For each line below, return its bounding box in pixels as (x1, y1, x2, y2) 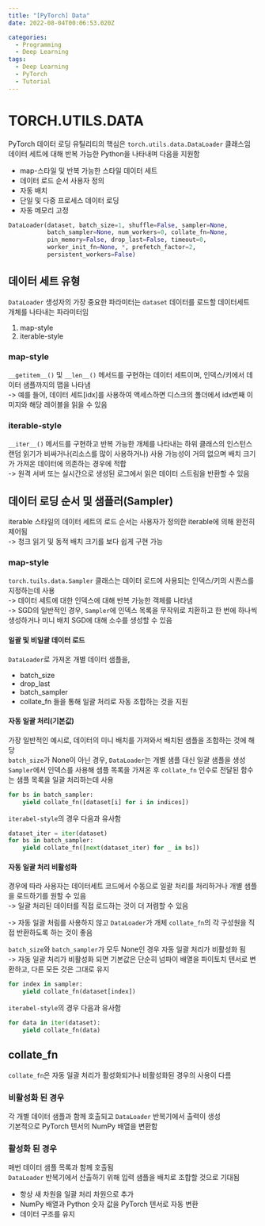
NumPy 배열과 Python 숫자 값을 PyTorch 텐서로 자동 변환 (19, 1199, 199, 1209)
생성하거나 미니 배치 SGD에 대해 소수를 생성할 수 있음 (8, 615, 172, 625)
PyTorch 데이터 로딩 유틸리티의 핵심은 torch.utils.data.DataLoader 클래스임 (8, 139, 251, 148)
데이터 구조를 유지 (19, 1209, 75, 1219)
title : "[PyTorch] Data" (8, 11, 90, 20)
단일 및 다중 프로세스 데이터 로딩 (19, 195, 119, 205)
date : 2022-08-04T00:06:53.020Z (8, 19, 115, 27)
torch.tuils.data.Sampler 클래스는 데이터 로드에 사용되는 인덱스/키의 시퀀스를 (8, 576, 255, 585)
